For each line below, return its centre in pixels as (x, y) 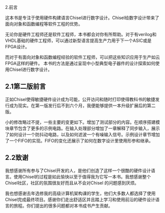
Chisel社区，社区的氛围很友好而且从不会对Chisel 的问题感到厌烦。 (72, 183)
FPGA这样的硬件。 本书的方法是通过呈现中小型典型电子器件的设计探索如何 (80, 63)
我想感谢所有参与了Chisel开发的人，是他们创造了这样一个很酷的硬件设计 (78, 170)
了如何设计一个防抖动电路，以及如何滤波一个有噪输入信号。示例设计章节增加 (82, 134)
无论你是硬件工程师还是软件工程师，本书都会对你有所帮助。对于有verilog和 (81, 34)
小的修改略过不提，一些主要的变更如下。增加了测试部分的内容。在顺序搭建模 (82, 122)
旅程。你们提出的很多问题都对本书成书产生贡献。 (63, 206)
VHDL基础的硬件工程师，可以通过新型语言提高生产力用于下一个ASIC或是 (78, 40)
